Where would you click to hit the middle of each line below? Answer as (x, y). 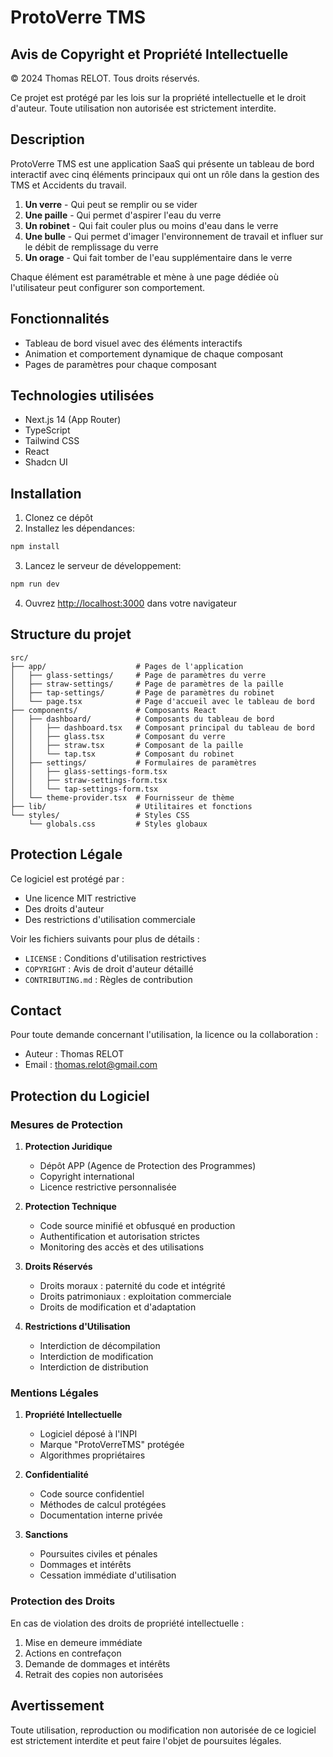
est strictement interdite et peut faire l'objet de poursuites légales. (146, 1740)
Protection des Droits (63, 1601)
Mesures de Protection (67, 1124)
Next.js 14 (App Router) (73, 420)
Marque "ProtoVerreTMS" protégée (112, 1445)
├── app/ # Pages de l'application (127, 666)
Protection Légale (66, 854)
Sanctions (46, 1535)
